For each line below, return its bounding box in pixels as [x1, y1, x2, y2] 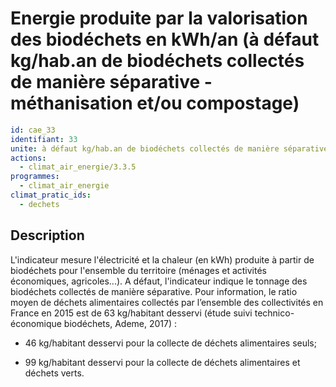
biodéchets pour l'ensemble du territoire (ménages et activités [10, 264, 267, 276]
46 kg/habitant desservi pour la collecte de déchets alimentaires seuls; [24, 337, 317, 349]
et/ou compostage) [136, 92, 300, 115]
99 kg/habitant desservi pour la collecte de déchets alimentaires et [24, 356, 301, 368]
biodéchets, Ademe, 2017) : [63, 317, 178, 329]
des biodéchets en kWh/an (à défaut [10, 28, 320, 51]
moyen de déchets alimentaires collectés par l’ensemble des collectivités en [10, 296, 324, 308]
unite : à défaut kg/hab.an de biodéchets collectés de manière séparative [10, 143, 329, 154]
